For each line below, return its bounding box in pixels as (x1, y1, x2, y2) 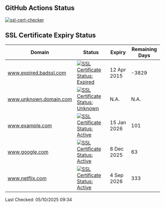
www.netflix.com (7, 175, 47, 181)
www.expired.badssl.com (7, 69, 66, 76)
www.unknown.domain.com (7, 96, 72, 103)
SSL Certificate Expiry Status (5, 31, 96, 40)
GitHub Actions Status (5, 4, 75, 12)
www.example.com (7, 122, 53, 129)
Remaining (132, 46, 157, 52)
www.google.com (7, 148, 49, 155)
